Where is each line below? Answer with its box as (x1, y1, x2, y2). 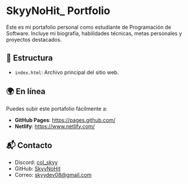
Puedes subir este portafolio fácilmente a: (6, 105, 108, 112)
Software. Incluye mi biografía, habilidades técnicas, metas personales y (6, 29, 182, 36)
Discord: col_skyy (14, 159, 58, 166)
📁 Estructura (6, 53, 53, 63)
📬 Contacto (6, 140, 52, 150)
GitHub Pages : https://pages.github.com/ (14, 116, 116, 123)
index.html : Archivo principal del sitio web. (14, 69, 119, 76)
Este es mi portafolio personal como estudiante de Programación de (6, 24, 171, 31)
